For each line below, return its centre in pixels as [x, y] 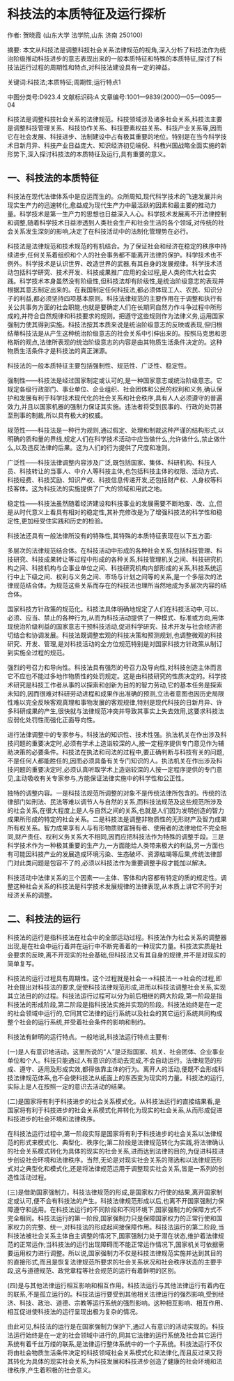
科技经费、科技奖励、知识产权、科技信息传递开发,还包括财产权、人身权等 [112, 479]
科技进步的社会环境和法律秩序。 [53, 1119]
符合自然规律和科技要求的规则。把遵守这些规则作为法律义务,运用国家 [126, 315]
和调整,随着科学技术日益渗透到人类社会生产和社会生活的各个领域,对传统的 [113, 222]
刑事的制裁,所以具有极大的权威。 [60, 415]
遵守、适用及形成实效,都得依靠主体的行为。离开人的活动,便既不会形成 [119, 1069]
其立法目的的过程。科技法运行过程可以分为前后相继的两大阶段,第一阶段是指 [115, 996]
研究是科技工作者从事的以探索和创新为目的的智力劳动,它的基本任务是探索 [118, 685]
